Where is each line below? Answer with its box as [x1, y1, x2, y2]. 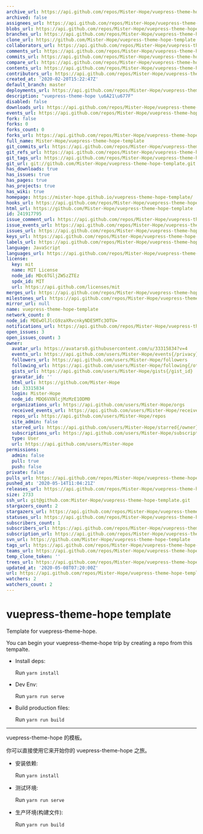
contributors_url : [6, 71, 53, 77]
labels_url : [6, 239, 36, 245]
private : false [6, 469, 45, 475]
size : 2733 [6, 492, 34, 498]
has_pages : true [6, 178, 47, 184]
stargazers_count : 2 [6, 502, 59, 509]
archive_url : [6, 8, 39, 15]
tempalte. [6, 646, 30, 653]
